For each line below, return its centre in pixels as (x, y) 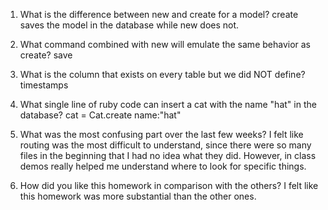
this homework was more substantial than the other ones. (138, 196)
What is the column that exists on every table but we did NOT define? (162, 74)
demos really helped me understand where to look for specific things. (163, 166)
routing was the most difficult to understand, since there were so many (165, 145)
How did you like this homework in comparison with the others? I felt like (169, 185)
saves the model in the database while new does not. (129, 25)
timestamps (44, 85)
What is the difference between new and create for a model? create (159, 14)
